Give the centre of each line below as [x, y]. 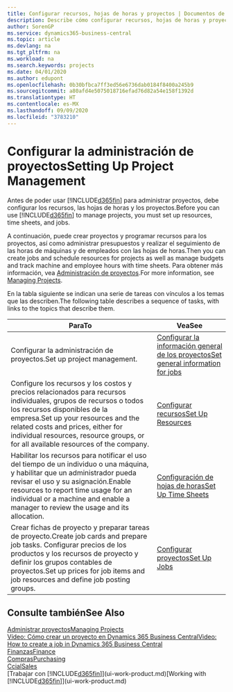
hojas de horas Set [187, 486]
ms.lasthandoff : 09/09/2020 [48, 110]
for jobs [170, 372]
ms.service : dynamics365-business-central [69, 33]
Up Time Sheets [183, 494]
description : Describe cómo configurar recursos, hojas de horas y [107, 20]
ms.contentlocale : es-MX [43, 104]
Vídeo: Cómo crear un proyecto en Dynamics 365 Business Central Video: [112, 637]
